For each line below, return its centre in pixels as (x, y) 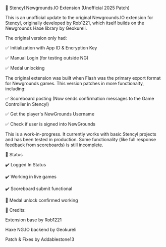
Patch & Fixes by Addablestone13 (40, 239)
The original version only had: (36, 38)
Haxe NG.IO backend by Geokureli (41, 230)
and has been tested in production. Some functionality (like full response (81, 139)
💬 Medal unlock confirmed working (42, 200)
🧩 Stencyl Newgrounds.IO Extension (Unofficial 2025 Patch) (67, 8)
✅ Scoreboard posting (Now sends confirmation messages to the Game (80, 99)
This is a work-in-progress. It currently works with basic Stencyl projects (81, 134)
